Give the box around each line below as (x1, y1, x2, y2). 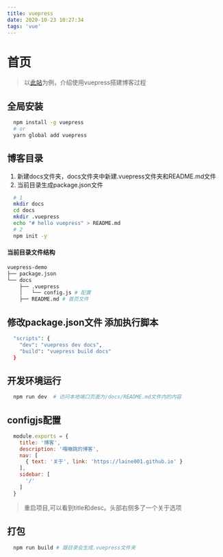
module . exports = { (13, 433, 69, 440)
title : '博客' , (19, 439, 61, 446)
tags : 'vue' (7, 23, 41, 29)
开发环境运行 (7, 375, 62, 386)
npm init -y (13, 233, 48, 239)
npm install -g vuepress (13, 119, 84, 126)
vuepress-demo (7, 263, 48, 271)
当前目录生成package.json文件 (16, 180, 104, 189)
